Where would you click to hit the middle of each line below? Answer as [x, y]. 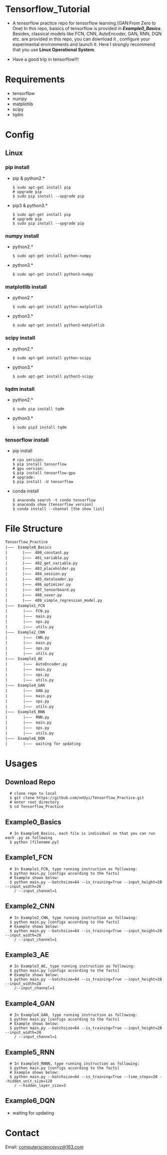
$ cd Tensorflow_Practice [37, 807]
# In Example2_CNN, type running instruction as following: [73, 918]
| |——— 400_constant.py [37, 553]
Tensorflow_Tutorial [47, 9]
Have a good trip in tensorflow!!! [45, 59]
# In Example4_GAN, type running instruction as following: [73, 1015]
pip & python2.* [28, 178]
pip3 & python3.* [30, 205]
